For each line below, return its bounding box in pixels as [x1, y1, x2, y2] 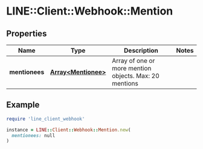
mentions [111, 79, 139, 87]
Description [123, 47, 158, 55]
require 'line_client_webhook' [6, 116, 85, 122]
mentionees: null [11, 132, 56, 139]
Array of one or [111, 56, 155, 65]
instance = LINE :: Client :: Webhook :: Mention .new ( [6, 127, 131, 133]
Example [6, 100, 40, 110]
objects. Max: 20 [111, 71, 160, 80]
